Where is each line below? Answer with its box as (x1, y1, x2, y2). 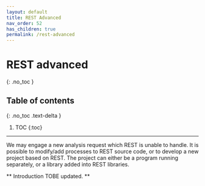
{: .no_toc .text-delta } (6, 112, 62, 119)
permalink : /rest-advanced (6, 32, 75, 38)
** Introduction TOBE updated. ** (6, 172, 90, 180)
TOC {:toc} (15, 123, 43, 131)
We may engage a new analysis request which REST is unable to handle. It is (6, 141, 199, 148)
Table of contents (6, 96, 74, 106)
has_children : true (6, 26, 56, 32)
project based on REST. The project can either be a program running (6, 154, 179, 162)
